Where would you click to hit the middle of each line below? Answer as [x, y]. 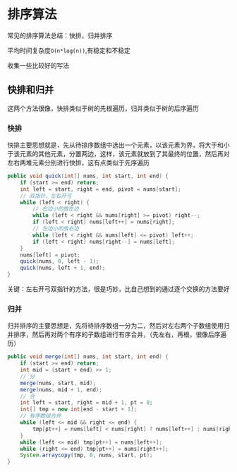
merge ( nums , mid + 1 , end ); [61, 389]
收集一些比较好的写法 [38, 65]
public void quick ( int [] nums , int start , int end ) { [88, 176]
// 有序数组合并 [41, 416]
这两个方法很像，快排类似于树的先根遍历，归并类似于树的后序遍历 [103, 108]
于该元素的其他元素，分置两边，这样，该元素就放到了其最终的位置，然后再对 [119, 154]
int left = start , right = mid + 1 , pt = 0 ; [86, 403]
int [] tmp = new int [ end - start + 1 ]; [79, 409]
